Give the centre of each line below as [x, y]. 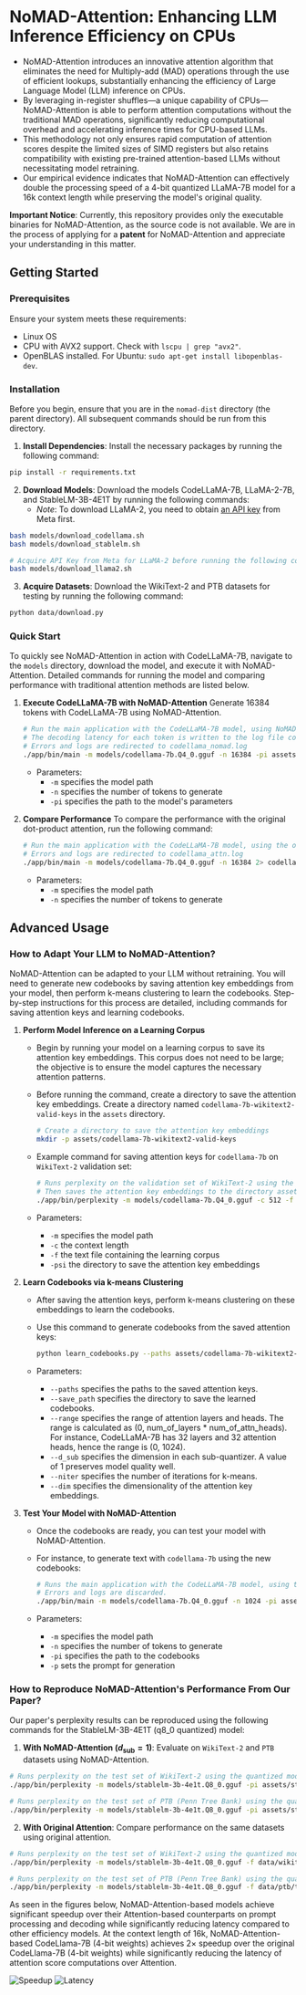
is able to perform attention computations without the [191, 110]
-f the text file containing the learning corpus [135, 1254]
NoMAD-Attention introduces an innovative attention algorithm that [148, 61]
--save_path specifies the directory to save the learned [153, 1398]
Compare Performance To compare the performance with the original [154, 819]
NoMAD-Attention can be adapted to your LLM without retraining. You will [148, 974]
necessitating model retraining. [81, 168]
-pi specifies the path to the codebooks [125, 1656]
